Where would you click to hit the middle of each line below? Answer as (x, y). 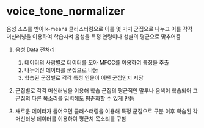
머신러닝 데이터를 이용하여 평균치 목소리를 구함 (71, 119)
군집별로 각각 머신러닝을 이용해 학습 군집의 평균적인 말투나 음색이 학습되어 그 (107, 90)
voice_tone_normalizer (66, 11)
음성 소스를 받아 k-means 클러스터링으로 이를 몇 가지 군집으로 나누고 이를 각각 (100, 29)
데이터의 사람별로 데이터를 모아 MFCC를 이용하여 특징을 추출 (97, 62)
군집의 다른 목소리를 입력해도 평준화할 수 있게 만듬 (75, 98)
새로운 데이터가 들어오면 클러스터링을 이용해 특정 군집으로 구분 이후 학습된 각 (107, 111)
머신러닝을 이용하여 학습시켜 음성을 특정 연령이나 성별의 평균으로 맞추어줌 (94, 36)
